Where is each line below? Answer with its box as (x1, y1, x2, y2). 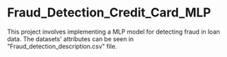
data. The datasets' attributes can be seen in (7, 34, 134, 43)
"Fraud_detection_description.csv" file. (7, 42, 118, 50)
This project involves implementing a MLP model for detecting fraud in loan (7, 27, 220, 36)
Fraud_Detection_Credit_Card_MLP (7, 5, 211, 21)
